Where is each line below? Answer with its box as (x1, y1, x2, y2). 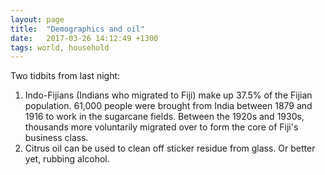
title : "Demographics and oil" (10, 24, 145, 34)
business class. (24, 132, 89, 144)
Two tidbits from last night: (10, 70, 121, 82)
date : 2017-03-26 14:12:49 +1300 (10, 33, 159, 43)
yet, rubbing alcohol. (24, 153, 110, 165)
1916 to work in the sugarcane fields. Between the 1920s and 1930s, (24, 111, 305, 123)
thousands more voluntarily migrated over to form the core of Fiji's (24, 121, 299, 133)
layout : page (10, 14, 65, 25)
